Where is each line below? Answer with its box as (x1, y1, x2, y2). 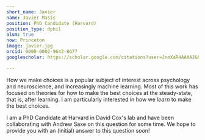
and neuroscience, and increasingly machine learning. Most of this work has (6, 83, 198, 90)
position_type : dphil (6, 26, 62, 32)
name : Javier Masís (6, 15, 56, 21)
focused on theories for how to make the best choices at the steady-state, (6, 89, 193, 96)
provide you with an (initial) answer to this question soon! (6, 127, 150, 134)
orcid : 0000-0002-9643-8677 (6, 49, 78, 55)
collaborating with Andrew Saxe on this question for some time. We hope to (6, 120, 196, 128)
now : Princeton (6, 37, 45, 43)
